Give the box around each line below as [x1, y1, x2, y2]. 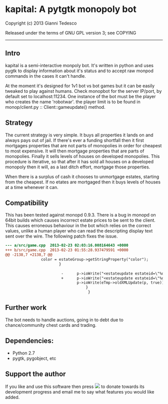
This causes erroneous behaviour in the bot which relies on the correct [5, 223, 151, 229]
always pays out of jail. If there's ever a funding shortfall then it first [5, 137, 144, 143]
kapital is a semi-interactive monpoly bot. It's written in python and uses [5, 62, 154, 68]
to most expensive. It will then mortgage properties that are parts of [5, 148, 144, 154]
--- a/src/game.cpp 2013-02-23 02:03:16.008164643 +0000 [5, 243, 128, 248]
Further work [5, 303, 47, 312]
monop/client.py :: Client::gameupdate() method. [5, 104, 106, 110]
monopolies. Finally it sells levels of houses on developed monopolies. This [5, 153, 160, 159]
